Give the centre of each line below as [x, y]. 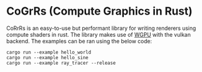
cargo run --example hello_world [49, 52]
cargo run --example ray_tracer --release [61, 63]
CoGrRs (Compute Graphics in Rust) [99, 11]
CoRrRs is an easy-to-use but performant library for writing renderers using [101, 28]
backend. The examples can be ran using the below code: [79, 41]
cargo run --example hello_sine [47, 57]
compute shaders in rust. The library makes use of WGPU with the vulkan [99, 34]
